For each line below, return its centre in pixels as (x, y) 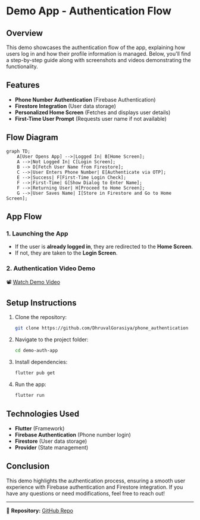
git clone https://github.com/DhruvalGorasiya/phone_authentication (101, 328)
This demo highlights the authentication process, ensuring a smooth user (96, 481)
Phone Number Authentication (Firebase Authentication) (85, 99)
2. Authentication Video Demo (51, 268)
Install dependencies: (41, 362)
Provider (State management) (51, 447)
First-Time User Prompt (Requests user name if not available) (90, 118)
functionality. (22, 66)
